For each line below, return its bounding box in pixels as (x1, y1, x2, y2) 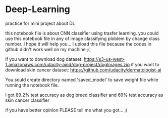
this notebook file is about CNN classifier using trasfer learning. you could (5, 30, 159, 36)
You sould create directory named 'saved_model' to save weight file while (5, 76, 158, 83)
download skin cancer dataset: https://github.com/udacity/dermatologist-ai (5, 67, 161, 73)
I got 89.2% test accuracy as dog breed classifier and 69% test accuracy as (5, 92, 163, 98)
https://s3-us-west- (83, 56, 125, 62)
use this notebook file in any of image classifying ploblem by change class (5, 35, 160, 42)
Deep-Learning (5, 4, 71, 15)
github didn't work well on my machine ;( (5, 46, 90, 52)
